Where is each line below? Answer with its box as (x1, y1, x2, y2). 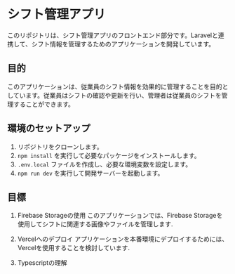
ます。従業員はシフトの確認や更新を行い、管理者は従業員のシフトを (25, 91, 222, 99)
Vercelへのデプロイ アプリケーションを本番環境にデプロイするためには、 (17, 235, 229, 243)
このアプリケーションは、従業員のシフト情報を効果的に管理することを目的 (7, 82, 222, 91)
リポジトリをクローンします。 (17, 142, 103, 151)
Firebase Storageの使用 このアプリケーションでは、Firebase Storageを (17, 211, 223, 220)
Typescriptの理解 (17, 259, 67, 267)
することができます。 (13, 100, 75, 108)
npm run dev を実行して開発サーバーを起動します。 (17, 169, 164, 177)
